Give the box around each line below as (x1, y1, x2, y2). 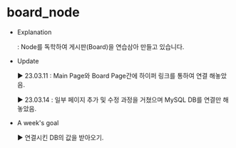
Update (16, 56, 39, 65)
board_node (6, 4, 80, 21)
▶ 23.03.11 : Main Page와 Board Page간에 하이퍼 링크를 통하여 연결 (16, 71, 208, 80)
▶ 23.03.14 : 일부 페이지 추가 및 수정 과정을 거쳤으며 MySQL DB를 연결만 (16, 95, 222, 104)
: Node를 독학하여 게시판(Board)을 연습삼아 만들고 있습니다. (16, 42, 185, 51)
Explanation (16, 28, 52, 36)
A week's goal (16, 118, 59, 127)
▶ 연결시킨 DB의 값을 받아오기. (16, 133, 104, 142)
